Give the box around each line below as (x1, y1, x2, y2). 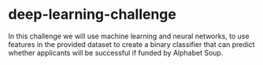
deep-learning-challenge (8, 5, 177, 23)
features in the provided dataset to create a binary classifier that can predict (8, 39, 255, 49)
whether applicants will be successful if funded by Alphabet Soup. (8, 48, 224, 57)
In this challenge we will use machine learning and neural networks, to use (8, 31, 250, 41)
